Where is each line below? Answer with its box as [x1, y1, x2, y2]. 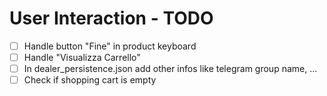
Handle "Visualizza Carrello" [23, 52, 141, 63]
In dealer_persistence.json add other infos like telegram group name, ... [23, 63, 318, 75]
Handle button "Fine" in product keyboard [23, 40, 197, 52]
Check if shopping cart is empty [23, 74, 157, 86]
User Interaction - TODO [9, 7, 214, 30]
